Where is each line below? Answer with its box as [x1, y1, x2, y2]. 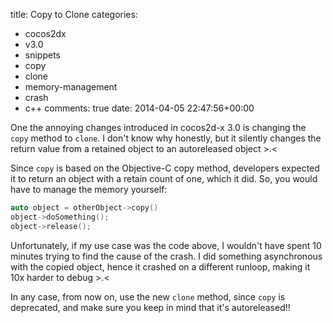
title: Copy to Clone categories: [10, 9, 138, 20]
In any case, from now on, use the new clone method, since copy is [10, 290, 286, 303]
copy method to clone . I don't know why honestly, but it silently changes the [10, 132, 322, 144]
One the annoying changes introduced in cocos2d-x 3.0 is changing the [10, 122, 307, 133]
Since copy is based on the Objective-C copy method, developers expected [10, 162, 320, 174]
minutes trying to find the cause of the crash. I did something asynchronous [10, 250, 323, 262]
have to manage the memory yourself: [10, 184, 168, 195]
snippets [24, 49, 61, 61]
